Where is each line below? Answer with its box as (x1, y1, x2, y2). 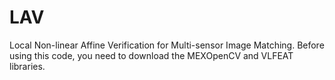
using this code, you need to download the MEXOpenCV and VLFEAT (9, 49, 294, 61)
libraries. (9, 60, 46, 72)
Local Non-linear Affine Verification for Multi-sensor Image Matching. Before (9, 39, 325, 51)
